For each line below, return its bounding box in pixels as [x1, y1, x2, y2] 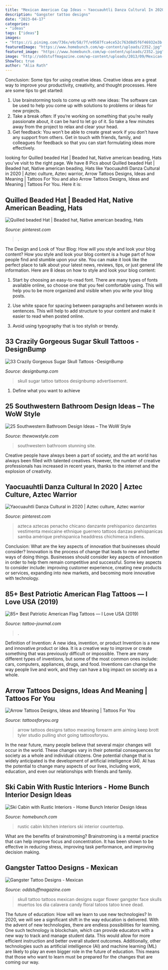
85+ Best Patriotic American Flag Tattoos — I [5, 590, 147, 598]
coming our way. [5, 959, 40, 965]
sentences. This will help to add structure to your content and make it [12, 308, 155, 314]
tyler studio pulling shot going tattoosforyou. [17, 732, 109, 738]
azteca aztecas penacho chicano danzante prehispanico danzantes [17, 523, 157, 529]
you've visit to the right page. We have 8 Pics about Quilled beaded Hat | [5, 160, 155, 166]
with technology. [5, 575, 39, 581]
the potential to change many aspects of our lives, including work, [5, 763, 141, 769]
